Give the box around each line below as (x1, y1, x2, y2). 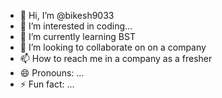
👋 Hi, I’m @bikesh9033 (19, 10, 115, 21)
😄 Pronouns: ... (19, 67, 85, 79)
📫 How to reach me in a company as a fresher (19, 53, 213, 64)
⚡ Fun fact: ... (19, 78, 75, 90)
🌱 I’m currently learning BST (19, 31, 136, 42)
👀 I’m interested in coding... (19, 20, 133, 32)
